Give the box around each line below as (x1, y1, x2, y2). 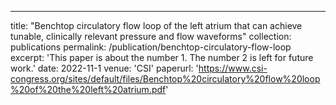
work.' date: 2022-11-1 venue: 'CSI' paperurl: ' (10, 62, 199, 74)
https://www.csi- (198, 62, 268, 74)
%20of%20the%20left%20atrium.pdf (10, 84, 167, 95)
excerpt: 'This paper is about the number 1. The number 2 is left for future (10, 52, 314, 63)
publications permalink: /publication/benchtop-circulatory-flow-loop (10, 41, 292, 53)
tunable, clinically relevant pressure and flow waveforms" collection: (10, 31, 292, 42)
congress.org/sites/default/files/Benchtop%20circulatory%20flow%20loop (10, 73, 321, 85)
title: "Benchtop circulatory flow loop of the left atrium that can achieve (10, 20, 303, 31)
